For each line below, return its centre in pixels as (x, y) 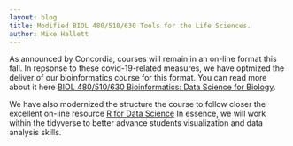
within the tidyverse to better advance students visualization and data (136, 123)
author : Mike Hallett (49, 34)
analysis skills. (35, 133)
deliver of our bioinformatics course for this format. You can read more (138, 78)
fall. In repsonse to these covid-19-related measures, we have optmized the (147, 68)
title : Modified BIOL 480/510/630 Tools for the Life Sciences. (130, 26)
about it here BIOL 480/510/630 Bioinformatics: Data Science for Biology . (143, 87)
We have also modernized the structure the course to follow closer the (138, 104)
